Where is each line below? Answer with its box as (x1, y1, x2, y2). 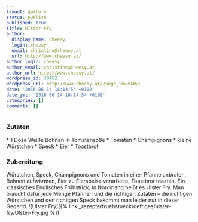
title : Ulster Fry (6, 25, 52, 32)
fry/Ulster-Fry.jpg (6, 209, 49, 217)
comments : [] (6, 103, 39, 109)
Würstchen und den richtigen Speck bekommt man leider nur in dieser (6, 196, 179, 203)
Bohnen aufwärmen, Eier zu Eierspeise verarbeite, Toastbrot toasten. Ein (6, 177, 185, 185)
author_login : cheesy (6, 58, 60, 64)
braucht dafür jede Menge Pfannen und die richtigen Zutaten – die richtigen (6, 190, 193, 198)
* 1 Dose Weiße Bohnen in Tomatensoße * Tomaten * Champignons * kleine (6, 136, 193, 143)
